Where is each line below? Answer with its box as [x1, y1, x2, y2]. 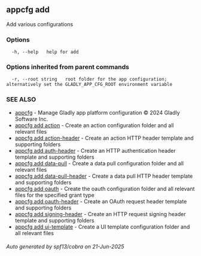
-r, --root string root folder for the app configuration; [11, 76, 167, 82]
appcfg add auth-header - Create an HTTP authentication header [14, 147, 176, 154]
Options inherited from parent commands [6, 63, 130, 71]
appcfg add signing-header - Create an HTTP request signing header [14, 210, 186, 217]
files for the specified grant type [14, 191, 95, 199]
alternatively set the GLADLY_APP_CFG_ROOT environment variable [6, 82, 172, 88]
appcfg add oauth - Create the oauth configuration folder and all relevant [14, 185, 195, 192]
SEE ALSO [6, 95, 36, 104]
